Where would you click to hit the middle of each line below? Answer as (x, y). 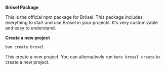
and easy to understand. (31, 28)
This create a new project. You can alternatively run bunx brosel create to (83, 57)
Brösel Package (22, 7)
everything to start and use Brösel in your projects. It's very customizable (82, 23)
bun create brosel (25, 47)
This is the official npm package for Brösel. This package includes (74, 17)
